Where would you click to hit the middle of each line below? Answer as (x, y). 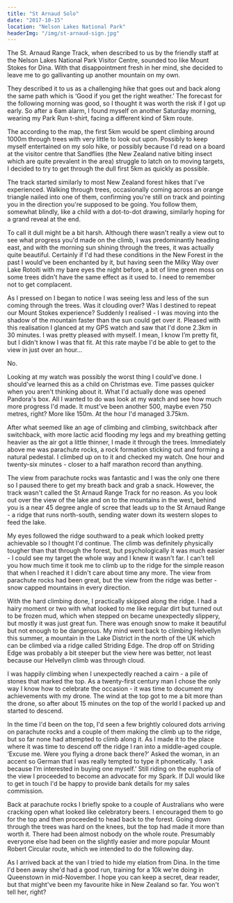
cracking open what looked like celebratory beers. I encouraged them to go (115, 812)
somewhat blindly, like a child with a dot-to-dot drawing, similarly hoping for (116, 212)
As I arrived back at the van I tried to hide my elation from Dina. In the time (114, 863)
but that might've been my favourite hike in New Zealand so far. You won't (113, 885)
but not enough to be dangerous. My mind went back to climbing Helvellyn (114, 631)
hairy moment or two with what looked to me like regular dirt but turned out (115, 609)
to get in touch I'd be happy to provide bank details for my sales (98, 784)
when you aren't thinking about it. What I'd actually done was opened (107, 392)
